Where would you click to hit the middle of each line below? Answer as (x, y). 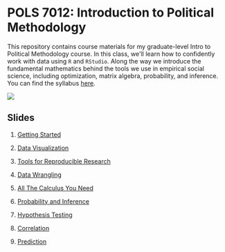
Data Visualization (43, 148)
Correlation (33, 228)
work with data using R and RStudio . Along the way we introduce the (105, 61)
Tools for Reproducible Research (64, 161)
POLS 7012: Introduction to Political (111, 13)
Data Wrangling (39, 175)
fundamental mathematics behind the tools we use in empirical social (106, 68)
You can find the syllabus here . (51, 83)
